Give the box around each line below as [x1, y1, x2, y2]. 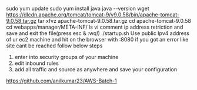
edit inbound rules [14, 60, 59, 67]
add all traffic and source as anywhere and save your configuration [14, 66, 178, 72]
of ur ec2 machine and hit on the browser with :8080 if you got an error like [6, 36, 189, 43]
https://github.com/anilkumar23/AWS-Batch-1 [6, 77, 118, 84]
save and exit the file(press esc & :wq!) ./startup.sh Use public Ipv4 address [6, 30, 190, 37]
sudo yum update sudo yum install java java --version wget [6, 5, 150, 12]
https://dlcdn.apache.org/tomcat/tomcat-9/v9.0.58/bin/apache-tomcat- [6, 11, 180, 18]
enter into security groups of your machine [14, 54, 119, 60]
